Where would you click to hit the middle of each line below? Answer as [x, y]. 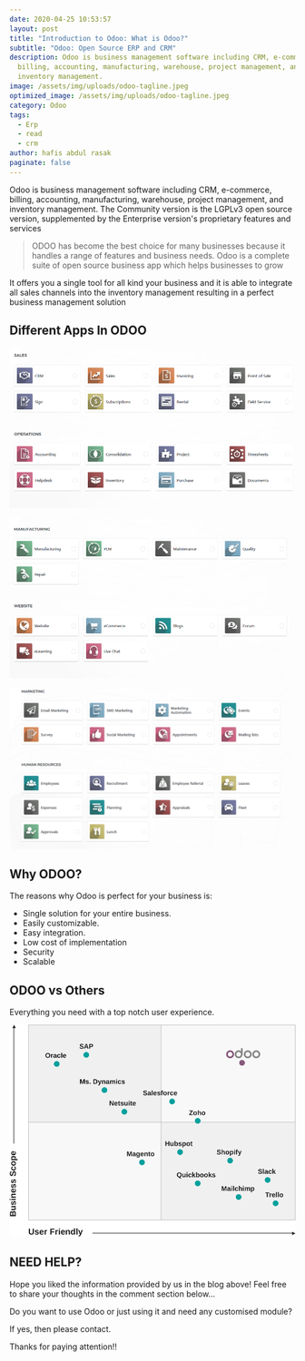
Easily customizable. [61, 923]
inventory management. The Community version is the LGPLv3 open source [151, 209]
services [25, 228]
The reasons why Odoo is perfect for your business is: [111, 896]
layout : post [34, 29]
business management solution [68, 302]
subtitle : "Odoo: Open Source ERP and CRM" [93, 48]
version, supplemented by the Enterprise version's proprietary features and [150, 219]
